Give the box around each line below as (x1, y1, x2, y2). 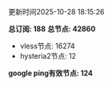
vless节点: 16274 (19, 41, 76, 51)
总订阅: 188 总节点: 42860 (8, 24, 96, 34)
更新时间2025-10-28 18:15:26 (8, 7, 105, 16)
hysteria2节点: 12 (19, 51, 77, 60)
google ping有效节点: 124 (8, 68, 94, 78)
